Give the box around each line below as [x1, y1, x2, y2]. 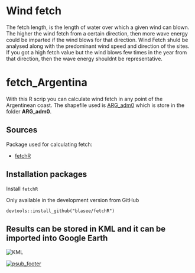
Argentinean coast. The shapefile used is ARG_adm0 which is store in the [6, 102, 185, 109]
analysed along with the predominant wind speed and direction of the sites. [6, 43, 190, 50]
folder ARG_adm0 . [6, 108, 52, 115]
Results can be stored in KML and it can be [6, 223, 166, 234]
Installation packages [6, 170, 87, 180]
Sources [6, 125, 38, 135]
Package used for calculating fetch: [6, 141, 93, 148]
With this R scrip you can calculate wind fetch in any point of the [6, 95, 163, 102]
